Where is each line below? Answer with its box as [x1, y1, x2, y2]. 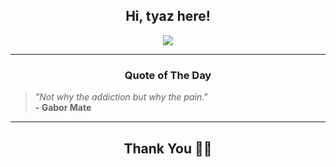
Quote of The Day [124, 68, 212, 82]
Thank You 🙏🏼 [123, 140, 213, 157]
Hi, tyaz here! [125, 8, 211, 25]
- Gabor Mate [34, 102, 92, 114]
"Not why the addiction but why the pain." [34, 91, 208, 103]
